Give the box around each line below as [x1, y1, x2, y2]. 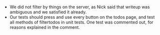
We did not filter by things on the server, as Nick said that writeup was [9, 4, 150, 10]
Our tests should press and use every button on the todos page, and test [9, 14, 155, 20]
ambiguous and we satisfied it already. [9, 9, 87, 15]
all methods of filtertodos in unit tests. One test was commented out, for [9, 19, 154, 25]
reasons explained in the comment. [9, 24, 80, 30]
